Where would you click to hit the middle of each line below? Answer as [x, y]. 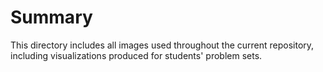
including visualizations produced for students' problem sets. [136, 55]
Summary [51, 17]
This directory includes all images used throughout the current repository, [162, 45]
